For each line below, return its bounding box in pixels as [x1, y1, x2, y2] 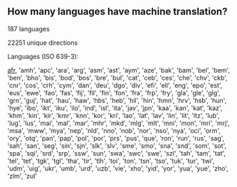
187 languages [7, 24, 50, 33]
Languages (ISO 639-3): [7, 52, 79, 60]
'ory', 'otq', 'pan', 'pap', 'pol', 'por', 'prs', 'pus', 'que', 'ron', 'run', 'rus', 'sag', [7, 134, 225, 142]
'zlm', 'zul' [7, 171, 38, 180]
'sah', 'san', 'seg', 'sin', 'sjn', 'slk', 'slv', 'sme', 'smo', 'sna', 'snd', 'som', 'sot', [7, 141, 226, 150]
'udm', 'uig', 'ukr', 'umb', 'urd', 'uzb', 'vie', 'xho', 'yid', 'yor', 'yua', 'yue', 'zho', [7, 164, 229, 173]
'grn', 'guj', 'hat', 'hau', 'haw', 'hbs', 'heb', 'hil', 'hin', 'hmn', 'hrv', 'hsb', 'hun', [7, 96, 227, 105]
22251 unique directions [7, 38, 78, 47]
